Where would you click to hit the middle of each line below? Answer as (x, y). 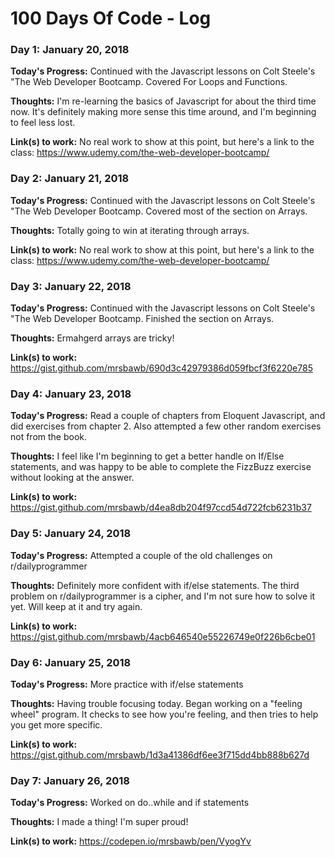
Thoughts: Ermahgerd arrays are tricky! (92, 338)
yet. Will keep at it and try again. (76, 606)
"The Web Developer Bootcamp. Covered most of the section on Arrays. (159, 211)
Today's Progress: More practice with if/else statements (127, 684)
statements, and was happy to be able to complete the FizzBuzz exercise (161, 467)
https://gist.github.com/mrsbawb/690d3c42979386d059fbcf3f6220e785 (161, 368)
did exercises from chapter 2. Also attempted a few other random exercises (166, 426)
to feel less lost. (43, 123)
